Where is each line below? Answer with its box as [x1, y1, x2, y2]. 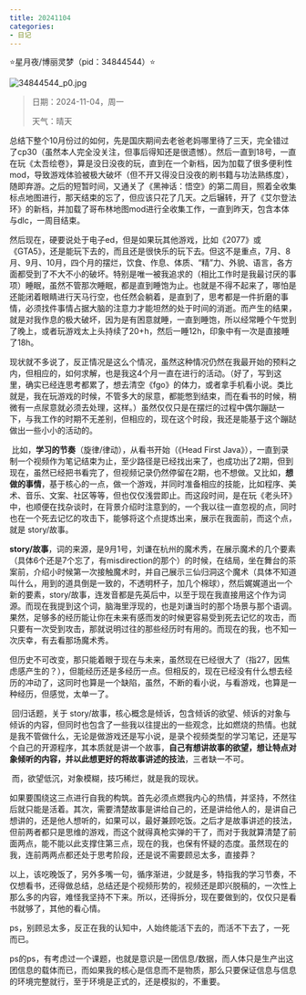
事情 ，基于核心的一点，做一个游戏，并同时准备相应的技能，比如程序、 [25, 478, 289, 489]
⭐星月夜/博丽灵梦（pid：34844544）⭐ [9, 57, 157, 68]
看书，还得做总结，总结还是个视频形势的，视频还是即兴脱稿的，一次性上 [25, 880, 297, 891]
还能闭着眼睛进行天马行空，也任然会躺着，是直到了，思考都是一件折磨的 [9, 291, 280, 302]
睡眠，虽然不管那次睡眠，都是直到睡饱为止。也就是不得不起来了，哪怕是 [25, 280, 297, 291]
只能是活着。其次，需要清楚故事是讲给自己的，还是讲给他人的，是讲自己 [25, 804, 297, 815]
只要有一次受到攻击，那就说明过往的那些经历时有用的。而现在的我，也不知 [9, 623, 289, 634]
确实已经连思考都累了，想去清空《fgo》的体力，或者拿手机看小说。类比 [25, 380, 293, 391]
